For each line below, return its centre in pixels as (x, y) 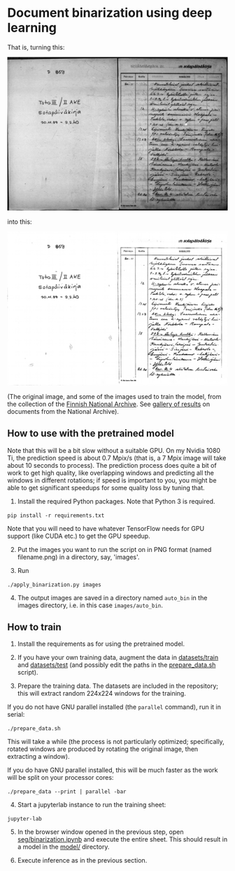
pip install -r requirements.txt (56, 515)
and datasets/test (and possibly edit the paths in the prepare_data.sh (116, 665)
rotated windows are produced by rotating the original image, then (103, 749)
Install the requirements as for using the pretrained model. (101, 644)
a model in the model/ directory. (63, 847)
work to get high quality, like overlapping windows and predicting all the (111, 473)
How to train (34, 627)
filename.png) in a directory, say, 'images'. (78, 557)
